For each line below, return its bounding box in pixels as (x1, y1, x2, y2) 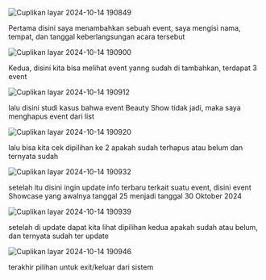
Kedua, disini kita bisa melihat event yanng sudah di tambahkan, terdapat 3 (8, 63, 258, 73)
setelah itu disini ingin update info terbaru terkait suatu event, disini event (8, 182, 251, 192)
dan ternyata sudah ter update (8, 231, 109, 240)
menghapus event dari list (8, 111, 94, 121)
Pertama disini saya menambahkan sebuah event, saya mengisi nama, (8, 23, 241, 32)
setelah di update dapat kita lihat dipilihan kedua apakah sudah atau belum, (8, 223, 258, 232)
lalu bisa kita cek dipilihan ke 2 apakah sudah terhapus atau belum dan (8, 143, 243, 153)
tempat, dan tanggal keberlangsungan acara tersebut (8, 32, 185, 41)
